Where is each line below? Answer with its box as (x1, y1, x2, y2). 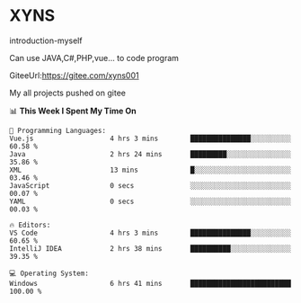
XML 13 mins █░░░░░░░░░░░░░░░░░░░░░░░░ (9, 165, 292, 174)
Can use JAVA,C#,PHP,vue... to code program (9, 52, 180, 63)
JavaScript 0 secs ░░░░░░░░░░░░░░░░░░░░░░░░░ (9, 181, 292, 190)
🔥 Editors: (9, 220, 51, 229)
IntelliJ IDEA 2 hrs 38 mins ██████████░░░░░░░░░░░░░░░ (9, 244, 292, 253)
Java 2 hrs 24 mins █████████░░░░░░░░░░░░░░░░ (9, 149, 292, 158)
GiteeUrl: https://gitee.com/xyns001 (9, 69, 139, 81)
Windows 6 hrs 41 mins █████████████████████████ (9, 279, 292, 288)
